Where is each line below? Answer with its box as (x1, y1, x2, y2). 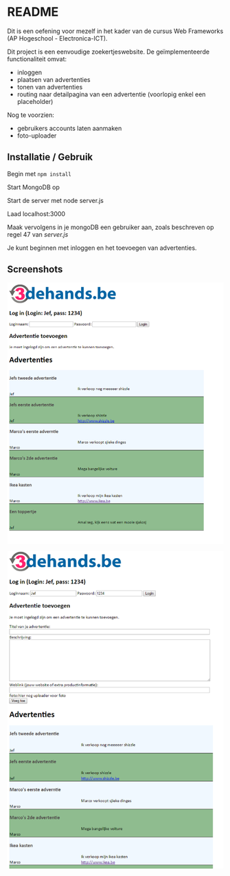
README (7, 4, 59, 20)
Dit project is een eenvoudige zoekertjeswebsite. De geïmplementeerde (7, 47, 210, 56)
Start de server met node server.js (7, 196, 104, 204)
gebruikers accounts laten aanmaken (16, 124, 122, 132)
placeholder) (16, 97, 54, 105)
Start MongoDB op (7, 183, 60, 191)
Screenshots (7, 264, 63, 275)
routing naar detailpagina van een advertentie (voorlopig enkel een (16, 90, 206, 98)
